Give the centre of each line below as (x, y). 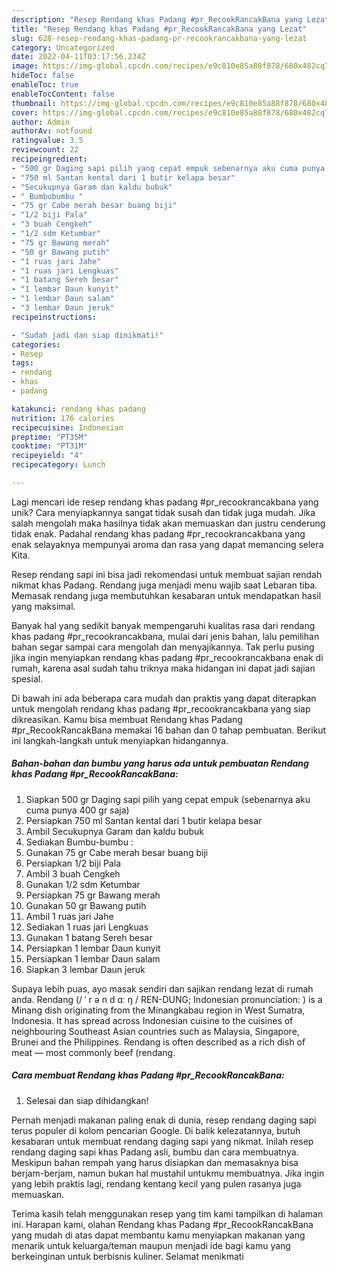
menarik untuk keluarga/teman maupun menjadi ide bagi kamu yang (151, 1245)
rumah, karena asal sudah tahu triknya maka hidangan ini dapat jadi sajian (163, 668)
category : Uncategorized (63, 47)
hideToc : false (43, 76)
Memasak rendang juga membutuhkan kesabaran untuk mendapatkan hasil (166, 595)
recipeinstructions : (54, 317)
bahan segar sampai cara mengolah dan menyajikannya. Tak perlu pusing (163, 647)
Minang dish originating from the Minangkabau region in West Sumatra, (158, 1010)
